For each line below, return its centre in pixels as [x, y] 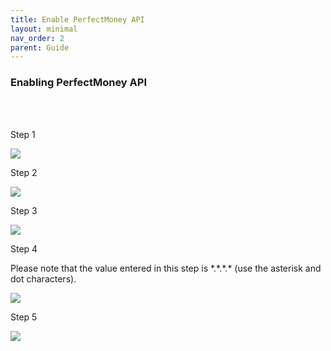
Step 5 [24, 317]
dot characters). [43, 278]
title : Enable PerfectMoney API [77, 19]
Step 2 [24, 172]
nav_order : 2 [37, 38]
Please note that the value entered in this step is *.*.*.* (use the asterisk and [166, 268]
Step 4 [24, 248]
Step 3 [24, 210]
